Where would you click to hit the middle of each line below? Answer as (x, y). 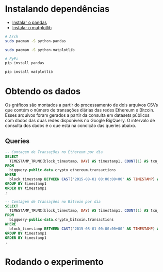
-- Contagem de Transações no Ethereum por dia (54, 152)
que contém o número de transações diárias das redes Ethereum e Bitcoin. (80, 110)
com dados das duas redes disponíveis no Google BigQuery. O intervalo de (80, 121)
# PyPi (12, 59)
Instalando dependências (57, 9)
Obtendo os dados (43, 91)
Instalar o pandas (29, 22)
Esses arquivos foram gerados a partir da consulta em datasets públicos (77, 115)
